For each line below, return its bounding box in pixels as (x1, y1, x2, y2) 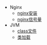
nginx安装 (17, 10, 38, 16)
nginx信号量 (17, 16, 42, 22)
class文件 (17, 28, 37, 34)
